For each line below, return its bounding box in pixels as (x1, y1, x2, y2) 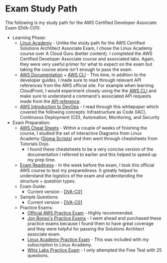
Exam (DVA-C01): (5, 24, 41, 30)
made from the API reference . (19, 98, 81, 104)
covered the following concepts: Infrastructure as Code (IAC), (19, 108, 147, 115)
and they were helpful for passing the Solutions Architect (27, 225, 145, 231)
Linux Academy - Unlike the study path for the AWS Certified (19, 39, 145, 45)
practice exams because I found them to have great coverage (27, 220, 154, 226)
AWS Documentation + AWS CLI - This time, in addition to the (19, 71, 146, 77)
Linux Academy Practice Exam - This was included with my (27, 236, 149, 242)
